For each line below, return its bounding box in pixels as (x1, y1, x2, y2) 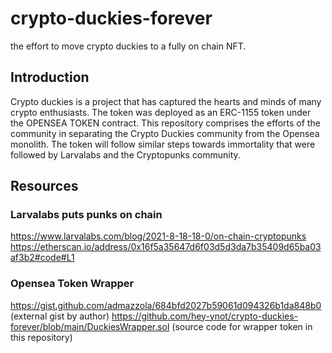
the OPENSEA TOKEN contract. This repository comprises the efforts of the (10, 117, 321, 129)
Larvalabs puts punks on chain (10, 208, 163, 222)
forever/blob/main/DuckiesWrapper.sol (10, 320, 170, 332)
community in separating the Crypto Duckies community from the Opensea (10, 127, 320, 139)
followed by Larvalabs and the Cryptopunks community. (10, 148, 241, 161)
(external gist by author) (10, 310, 110, 322)
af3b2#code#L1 (10, 252, 75, 264)
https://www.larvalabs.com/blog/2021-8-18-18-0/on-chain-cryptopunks (10, 230, 307, 242)
